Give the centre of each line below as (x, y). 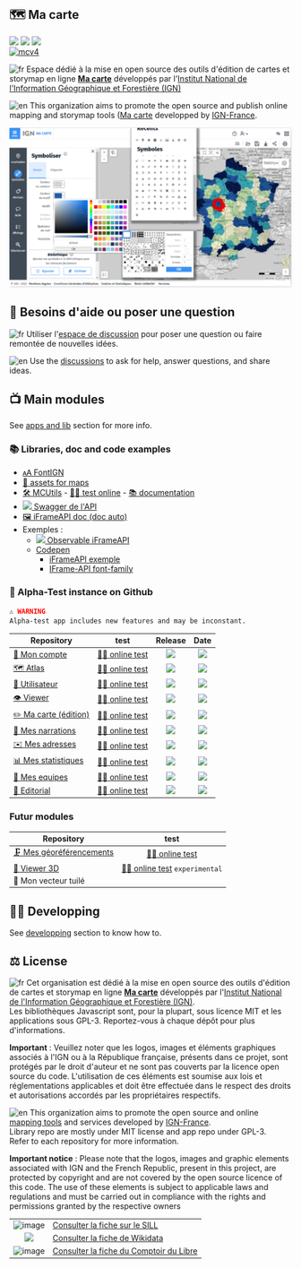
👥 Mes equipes (41, 777)
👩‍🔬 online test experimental (172, 868)
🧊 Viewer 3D (36, 868)
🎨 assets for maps (56, 482)
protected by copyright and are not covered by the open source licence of (146, 1177)
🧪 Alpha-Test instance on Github (82, 591)
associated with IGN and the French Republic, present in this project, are (143, 1168)
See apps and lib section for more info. (81, 426)
